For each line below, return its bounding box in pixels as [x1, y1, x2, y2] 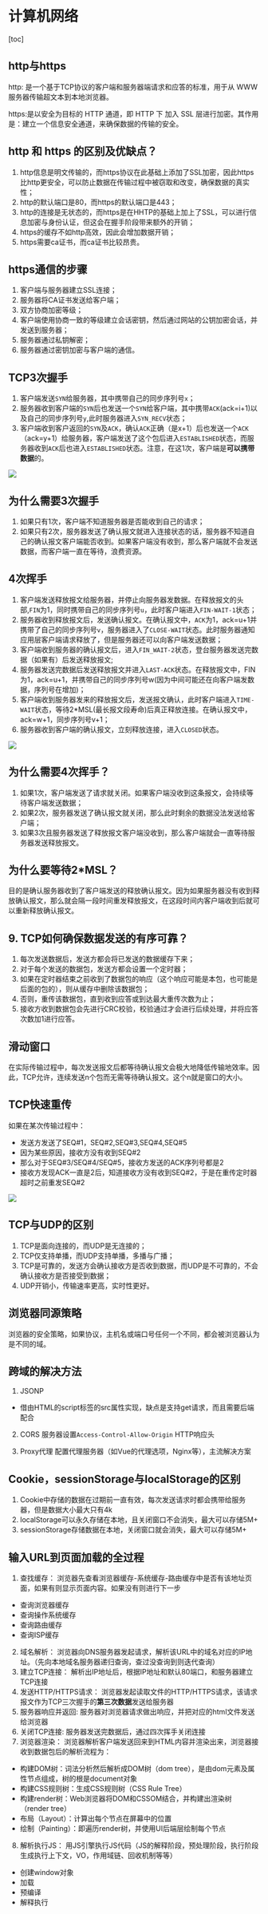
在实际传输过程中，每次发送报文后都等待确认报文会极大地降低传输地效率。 [8, 1062, 253, 1072]
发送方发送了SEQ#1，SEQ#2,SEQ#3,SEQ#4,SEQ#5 [19, 1137, 187, 1147]
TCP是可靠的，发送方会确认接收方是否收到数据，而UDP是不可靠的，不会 [19, 1260, 259, 1270]
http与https [8, 59, 66, 73]
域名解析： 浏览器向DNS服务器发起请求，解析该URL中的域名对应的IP [19, 1647, 246, 1656]
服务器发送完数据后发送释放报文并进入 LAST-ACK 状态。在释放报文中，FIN [19, 664, 256, 674]
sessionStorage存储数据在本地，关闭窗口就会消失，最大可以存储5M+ [19, 1525, 247, 1535]
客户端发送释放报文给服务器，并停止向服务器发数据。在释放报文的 [19, 595, 237, 604]
